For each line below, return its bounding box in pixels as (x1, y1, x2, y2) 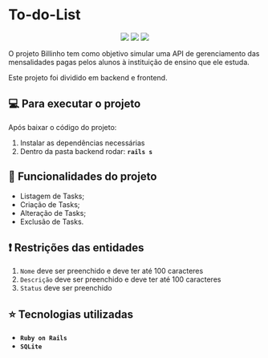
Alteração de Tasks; (19, 208, 87, 218)
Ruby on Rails (19, 335, 67, 343)
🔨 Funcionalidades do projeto (8, 170, 157, 184)
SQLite (19, 343, 43, 351)
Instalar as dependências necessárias (19, 138, 145, 148)
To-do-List (8, 6, 82, 24)
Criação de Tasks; (19, 199, 80, 210)
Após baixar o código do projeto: (8, 122, 117, 132)
